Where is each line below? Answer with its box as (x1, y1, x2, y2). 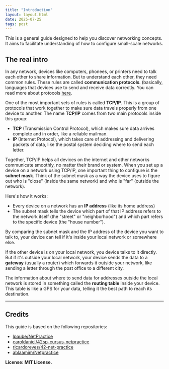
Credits (5, 310, 29, 319)
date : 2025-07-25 (5, 17, 42, 22)
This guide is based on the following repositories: (5, 323, 107, 330)
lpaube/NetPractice (12, 333, 53, 339)
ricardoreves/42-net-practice (12, 344, 74, 350)
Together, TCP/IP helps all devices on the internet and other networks (5, 157, 150, 163)
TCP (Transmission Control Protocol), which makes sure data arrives (12, 125, 155, 131)
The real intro (5, 55, 48, 63)
